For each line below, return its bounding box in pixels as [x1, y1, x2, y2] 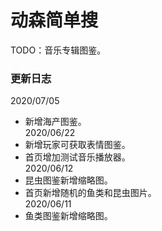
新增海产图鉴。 [24, 116, 87, 128]
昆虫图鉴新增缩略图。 [24, 174, 113, 186]
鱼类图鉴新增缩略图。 [24, 210, 113, 222]
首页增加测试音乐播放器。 [24, 151, 131, 163]
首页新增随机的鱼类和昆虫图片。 [24, 187, 157, 199]
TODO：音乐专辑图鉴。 [10, 44, 107, 56]
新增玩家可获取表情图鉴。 [24, 139, 131, 151]
